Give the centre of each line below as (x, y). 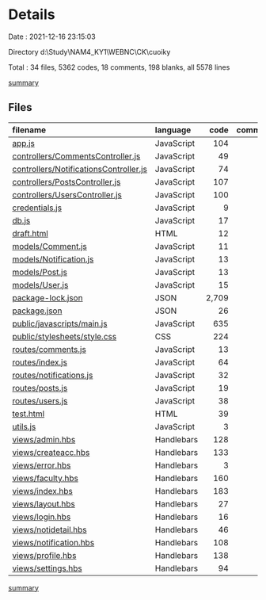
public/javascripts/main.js (60, 323)
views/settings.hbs (47, 568)
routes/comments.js (49, 349)
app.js (24, 143)
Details (32, 15)
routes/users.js (40, 400)
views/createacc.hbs (51, 452)
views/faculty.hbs (46, 478)
